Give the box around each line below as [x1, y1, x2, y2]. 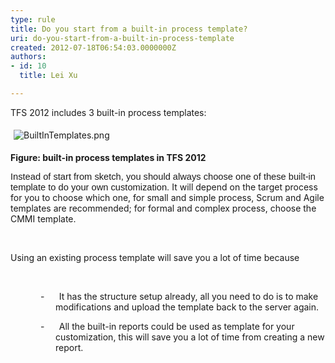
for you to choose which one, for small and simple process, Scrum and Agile [10, 191, 325, 203]
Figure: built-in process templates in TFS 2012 [10, 151, 207, 163]
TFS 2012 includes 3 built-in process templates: [10, 106, 207, 118]
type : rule [10, 14, 56, 25]
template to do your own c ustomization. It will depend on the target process [10, 181, 318, 193]
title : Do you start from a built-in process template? [10, 24, 248, 34]
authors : [10, 52, 47, 62]
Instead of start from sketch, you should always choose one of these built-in [10, 171, 316, 182]
